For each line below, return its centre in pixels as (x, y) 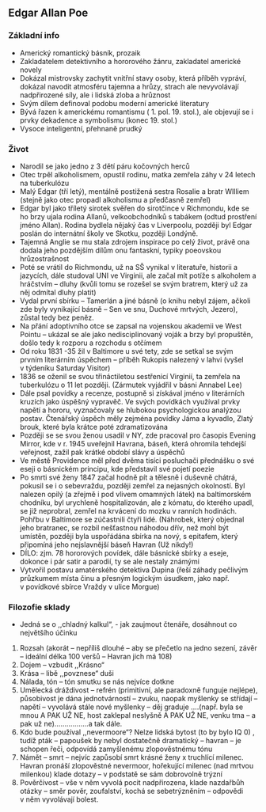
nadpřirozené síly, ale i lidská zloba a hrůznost (95, 95)
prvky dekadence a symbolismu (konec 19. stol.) (99, 120)
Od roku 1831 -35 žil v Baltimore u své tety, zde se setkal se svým (126, 351)
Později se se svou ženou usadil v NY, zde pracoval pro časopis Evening (137, 435)
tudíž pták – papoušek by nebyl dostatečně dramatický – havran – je (130, 741)
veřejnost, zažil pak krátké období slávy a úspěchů (102, 452)
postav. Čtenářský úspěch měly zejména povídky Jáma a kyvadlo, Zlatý (136, 418)
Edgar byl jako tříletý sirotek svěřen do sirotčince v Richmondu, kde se (134, 208)
